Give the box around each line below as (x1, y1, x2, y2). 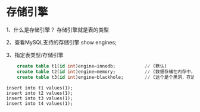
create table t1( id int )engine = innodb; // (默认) (17, 63, 167, 69)
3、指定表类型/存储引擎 (6, 51, 64, 58)
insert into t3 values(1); (6, 95, 73, 101)
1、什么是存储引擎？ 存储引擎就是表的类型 (6, 26, 109, 33)
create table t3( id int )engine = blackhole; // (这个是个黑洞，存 (17, 74, 192, 80)
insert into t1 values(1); (6, 85, 73, 91)
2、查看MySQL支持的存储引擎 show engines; (6, 39, 117, 46)
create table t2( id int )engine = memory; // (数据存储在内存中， (17, 69, 196, 75)
